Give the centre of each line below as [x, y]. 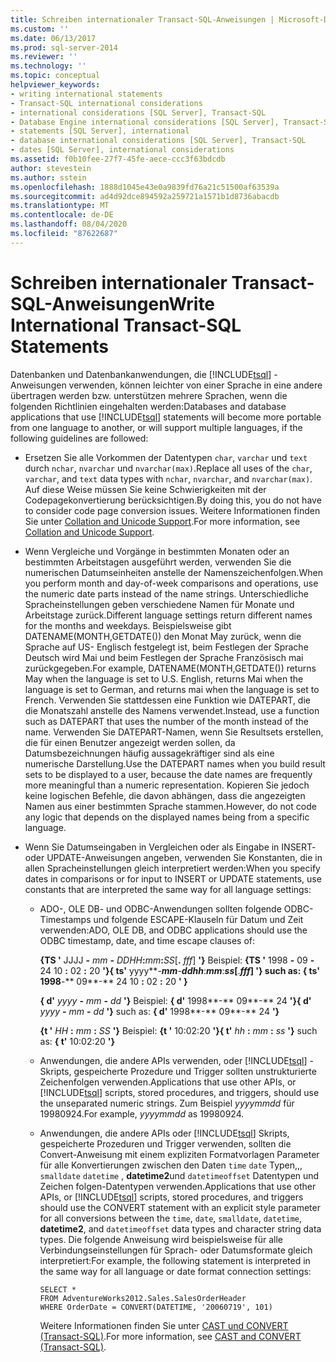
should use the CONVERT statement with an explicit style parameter [180, 1207]
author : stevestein [51, 168]
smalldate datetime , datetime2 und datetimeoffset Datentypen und [179, 1175]
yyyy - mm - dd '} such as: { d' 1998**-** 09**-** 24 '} [159, 1011]
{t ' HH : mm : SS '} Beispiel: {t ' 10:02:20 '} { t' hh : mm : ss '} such [178, 1030]
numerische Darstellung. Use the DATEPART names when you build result [175, 763]
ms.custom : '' [40, 29]
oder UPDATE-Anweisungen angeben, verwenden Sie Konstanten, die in [173, 857]
